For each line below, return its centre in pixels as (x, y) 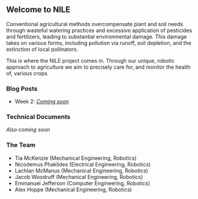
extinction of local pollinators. (42, 49)
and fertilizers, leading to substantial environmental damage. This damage (97, 36)
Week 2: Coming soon (42, 102)
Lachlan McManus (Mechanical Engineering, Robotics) (81, 171)
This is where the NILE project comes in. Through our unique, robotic (90, 60)
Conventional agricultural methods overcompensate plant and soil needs (95, 24)
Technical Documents (38, 117)
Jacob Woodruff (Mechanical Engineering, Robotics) (79, 176)
